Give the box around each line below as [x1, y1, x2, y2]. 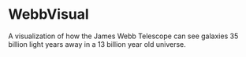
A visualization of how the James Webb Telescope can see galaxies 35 [8, 31, 239, 41]
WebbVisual [8, 5, 89, 23]
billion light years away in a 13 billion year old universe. [8, 39, 187, 48]
